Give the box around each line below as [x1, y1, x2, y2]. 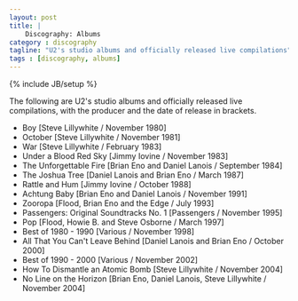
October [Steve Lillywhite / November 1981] [21, 132, 181, 142]
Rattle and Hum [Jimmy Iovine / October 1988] [21, 179, 192, 189]
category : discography [9, 37, 98, 47]
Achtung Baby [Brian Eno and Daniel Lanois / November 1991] [21, 188, 248, 199]
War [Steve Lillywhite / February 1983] [21, 141, 162, 152]
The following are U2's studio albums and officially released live [9, 96, 243, 107]
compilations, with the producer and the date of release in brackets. [9, 106, 257, 115]
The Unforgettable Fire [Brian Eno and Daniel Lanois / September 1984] [21, 161, 283, 170]
